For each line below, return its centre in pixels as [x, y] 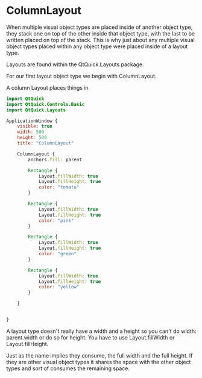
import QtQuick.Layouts [36, 110]
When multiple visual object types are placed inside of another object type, [99, 27]
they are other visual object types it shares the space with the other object [99, 362]
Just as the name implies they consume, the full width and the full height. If [99, 355]
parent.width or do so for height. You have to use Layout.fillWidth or [90, 337]
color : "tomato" [59, 187]
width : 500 [31, 132]
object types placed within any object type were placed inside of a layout [97, 46]
